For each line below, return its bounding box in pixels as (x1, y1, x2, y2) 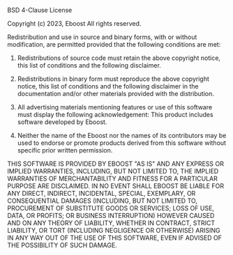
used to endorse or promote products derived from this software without (17, 139, 227, 147)
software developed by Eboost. (17, 118, 107, 126)
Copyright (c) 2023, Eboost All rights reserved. (7, 20, 142, 27)
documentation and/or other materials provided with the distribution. (17, 90, 214, 98)
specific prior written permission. (17, 146, 113, 154)
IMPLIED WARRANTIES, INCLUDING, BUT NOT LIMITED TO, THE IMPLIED (7, 167, 219, 175)
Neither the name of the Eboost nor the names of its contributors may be (17, 132, 227, 139)
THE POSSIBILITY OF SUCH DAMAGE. (7, 241, 117, 249)
